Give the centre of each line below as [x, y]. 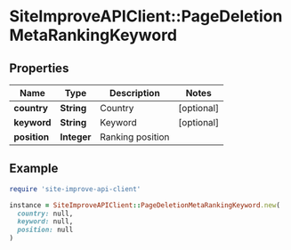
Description [135, 93]
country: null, [45, 214]
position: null [45, 230]
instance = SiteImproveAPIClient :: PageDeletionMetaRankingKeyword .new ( [145, 205]
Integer [76, 137]
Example [34, 169]
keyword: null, [45, 222]
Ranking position [135, 137]
